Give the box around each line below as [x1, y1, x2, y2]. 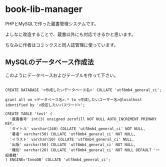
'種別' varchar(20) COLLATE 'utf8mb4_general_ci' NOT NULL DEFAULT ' [9, 147, 156, 152]
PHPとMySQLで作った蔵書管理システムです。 [5, 20, 99, 26]
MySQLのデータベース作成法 [5, 58, 94, 66]
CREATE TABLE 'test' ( [5, 111, 52, 116]
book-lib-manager [5, 3, 82, 15]
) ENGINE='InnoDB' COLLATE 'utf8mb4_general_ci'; [5, 157, 111, 162]
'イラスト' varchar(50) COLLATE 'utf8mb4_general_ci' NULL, [9, 136, 134, 142]
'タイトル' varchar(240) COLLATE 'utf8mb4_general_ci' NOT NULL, [9, 126, 146, 131]
